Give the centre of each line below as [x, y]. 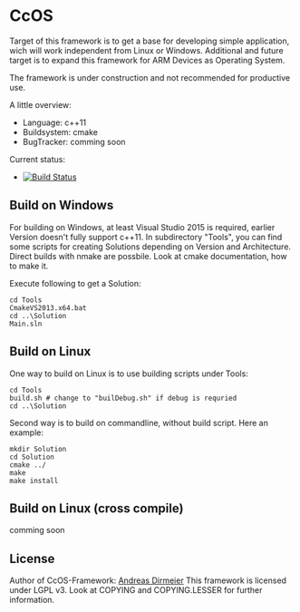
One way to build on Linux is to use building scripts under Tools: [129, 374]
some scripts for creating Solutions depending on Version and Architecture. [150, 247]
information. [32, 600]
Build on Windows [62, 205]
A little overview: [41, 104]
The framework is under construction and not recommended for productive [150, 77]
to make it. [29, 266]
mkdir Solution [38, 449]
